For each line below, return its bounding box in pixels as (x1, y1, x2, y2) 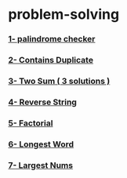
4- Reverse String (8, 96, 77, 107)
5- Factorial (8, 118, 53, 129)
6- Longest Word (8, 139, 74, 150)
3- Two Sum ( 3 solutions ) (8, 75, 111, 86)
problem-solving (8, 5, 120, 24)
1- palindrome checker (8, 34, 96, 45)
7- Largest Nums (8, 159, 73, 170)
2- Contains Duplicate (8, 55, 94, 66)
